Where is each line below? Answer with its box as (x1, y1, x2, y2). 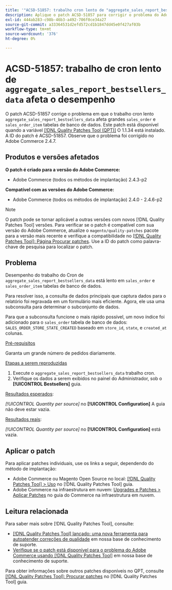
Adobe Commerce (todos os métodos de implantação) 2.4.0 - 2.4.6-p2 (12, 196, 163, 202)
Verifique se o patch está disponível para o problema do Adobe (12, 547, 146, 553)
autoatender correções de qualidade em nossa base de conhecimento (12, 536, 161, 542)
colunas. (5, 330, 24, 337)
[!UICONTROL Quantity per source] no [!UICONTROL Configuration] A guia (5, 401, 165, 407)
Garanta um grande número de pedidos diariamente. (5, 350, 116, 356)
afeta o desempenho (25, 94, 116, 105)
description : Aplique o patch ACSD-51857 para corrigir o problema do (5, 12, 159, 17)
